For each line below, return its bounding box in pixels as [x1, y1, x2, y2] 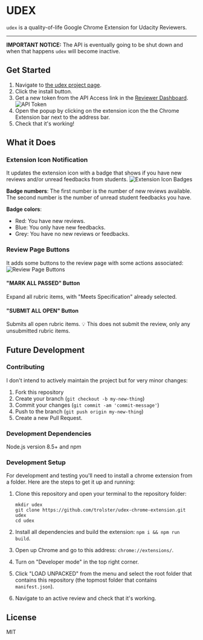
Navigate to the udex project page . [14, 81, 101, 88]
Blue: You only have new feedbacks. [14, 224, 106, 231]
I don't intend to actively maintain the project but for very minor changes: [6, 376, 188, 384]
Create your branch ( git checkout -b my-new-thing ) [14, 395, 145, 402]
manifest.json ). [14, 583, 54, 590]
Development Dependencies [6, 429, 92, 438]
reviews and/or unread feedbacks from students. [6, 176, 128, 183]
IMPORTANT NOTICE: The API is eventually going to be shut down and [6, 41, 183, 48]
